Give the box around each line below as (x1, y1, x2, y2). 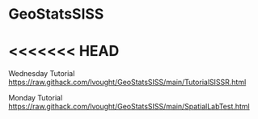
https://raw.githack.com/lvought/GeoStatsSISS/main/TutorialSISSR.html (8, 78, 247, 87)
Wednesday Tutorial (8, 69, 75, 79)
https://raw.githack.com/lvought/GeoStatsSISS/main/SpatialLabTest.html (8, 102, 251, 112)
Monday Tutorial (8, 93, 63, 103)
